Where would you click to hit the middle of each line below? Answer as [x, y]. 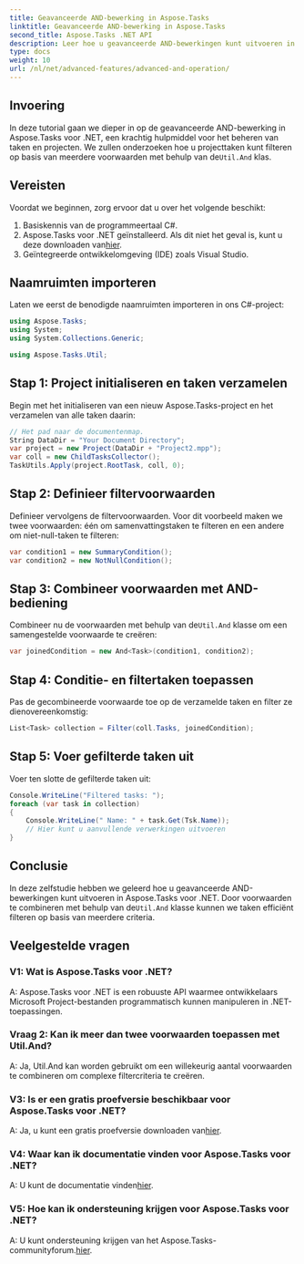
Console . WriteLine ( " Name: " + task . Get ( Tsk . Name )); [128, 821]
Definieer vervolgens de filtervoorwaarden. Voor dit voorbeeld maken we [147, 515]
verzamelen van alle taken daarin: [73, 415]
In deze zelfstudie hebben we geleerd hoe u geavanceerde [120, 888]
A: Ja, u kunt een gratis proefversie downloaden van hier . [116, 1131]
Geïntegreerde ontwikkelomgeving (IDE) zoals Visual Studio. [136, 254]
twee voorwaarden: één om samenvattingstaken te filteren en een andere [147, 525]
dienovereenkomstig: [49, 711]
